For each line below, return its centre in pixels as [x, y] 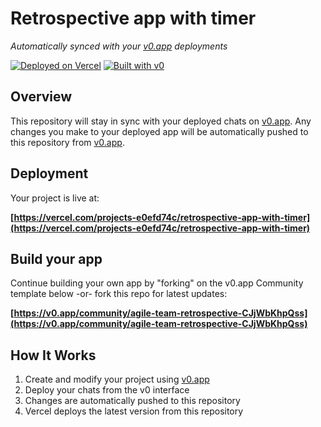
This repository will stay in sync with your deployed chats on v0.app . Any [161, 121]
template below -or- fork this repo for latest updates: [119, 294]
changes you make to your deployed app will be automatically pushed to [159, 131]
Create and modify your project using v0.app [117, 379]
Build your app [56, 258]
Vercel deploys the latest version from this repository [134, 411]
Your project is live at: [55, 198]
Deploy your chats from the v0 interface [107, 390]
